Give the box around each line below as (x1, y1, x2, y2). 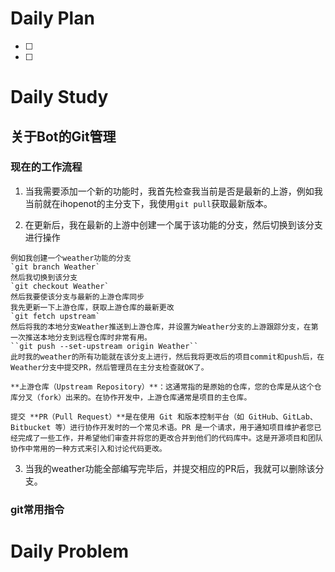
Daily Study (10, 86, 109, 109)
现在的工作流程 (10, 160, 83, 174)
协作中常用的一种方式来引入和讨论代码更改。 (10, 443, 167, 454)
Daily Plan (10, 7, 95, 30)
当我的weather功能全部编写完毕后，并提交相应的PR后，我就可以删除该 (24, 462, 316, 474)
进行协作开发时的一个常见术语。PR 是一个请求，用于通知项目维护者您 (69, 422, 315, 432)
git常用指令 (10, 502, 65, 516)
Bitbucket (10, 422, 52, 432)
